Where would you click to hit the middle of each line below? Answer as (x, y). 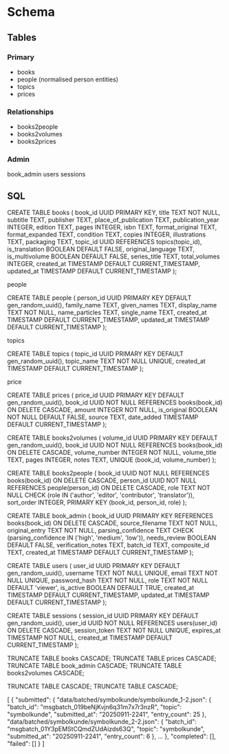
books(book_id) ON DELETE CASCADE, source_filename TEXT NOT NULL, (112, 523)
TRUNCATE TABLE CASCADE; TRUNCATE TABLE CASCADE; (93, 686)
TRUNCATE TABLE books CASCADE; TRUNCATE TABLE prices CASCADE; (112, 658)
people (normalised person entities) (68, 79)
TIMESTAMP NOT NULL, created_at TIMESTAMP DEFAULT (90, 638)
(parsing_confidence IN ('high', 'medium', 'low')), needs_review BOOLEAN (112, 538)
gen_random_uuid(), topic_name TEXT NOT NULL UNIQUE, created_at (107, 361)
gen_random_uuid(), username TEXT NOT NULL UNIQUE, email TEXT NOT (112, 573)
